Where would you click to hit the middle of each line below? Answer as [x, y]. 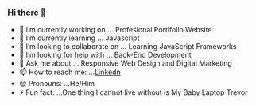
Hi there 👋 [27, 13]
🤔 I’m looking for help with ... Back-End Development [105, 55]
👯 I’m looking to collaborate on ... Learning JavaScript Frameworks [128, 47]
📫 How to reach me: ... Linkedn [70, 72]
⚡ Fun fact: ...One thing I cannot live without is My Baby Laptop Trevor [133, 92]
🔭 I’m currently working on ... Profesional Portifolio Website [115, 30]
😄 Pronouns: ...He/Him [57, 84]
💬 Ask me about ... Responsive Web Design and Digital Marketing [125, 63]
